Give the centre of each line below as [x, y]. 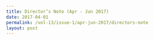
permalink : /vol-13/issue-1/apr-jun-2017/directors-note [77, 22]
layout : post [22, 28]
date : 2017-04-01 [27, 17]
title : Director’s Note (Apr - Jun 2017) [58, 11]
